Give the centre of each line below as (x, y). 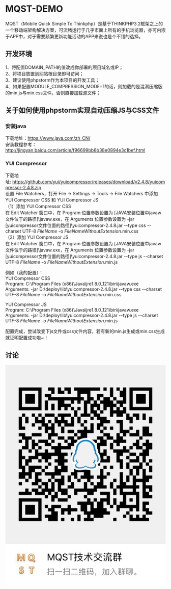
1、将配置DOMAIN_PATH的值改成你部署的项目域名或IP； (64, 67)
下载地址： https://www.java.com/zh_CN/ (48, 138)
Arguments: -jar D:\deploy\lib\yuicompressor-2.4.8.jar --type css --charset (83, 289)
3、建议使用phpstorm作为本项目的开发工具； (53, 80)
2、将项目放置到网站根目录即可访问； (45, 73)
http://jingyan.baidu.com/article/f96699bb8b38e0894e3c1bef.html (75, 150)
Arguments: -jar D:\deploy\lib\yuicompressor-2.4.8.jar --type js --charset (82, 315)
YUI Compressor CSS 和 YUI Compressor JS (52, 200)
